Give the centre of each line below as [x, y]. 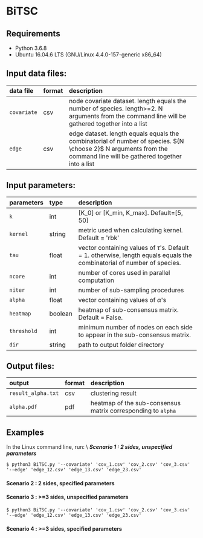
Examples [25, 432]
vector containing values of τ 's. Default [134, 247]
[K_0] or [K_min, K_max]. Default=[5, [130, 212]
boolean [61, 314]
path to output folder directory [121, 345]
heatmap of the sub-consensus [136, 403]
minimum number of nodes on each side [136, 327]
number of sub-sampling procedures [131, 290]
